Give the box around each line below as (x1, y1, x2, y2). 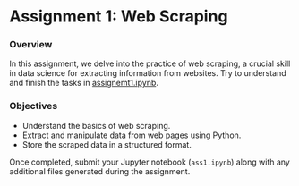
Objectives (9, 100, 58, 113)
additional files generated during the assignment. (9, 165, 191, 176)
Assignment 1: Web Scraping (9, 6, 228, 27)
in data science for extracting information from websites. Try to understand (9, 68, 286, 79)
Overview (9, 38, 53, 51)
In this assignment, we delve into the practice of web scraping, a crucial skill (9, 58, 291, 69)
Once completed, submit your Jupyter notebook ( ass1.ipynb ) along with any (9, 156, 291, 167)
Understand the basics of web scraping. (21, 120, 171, 131)
